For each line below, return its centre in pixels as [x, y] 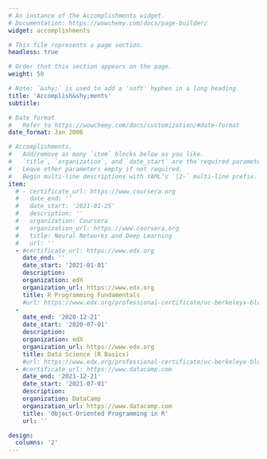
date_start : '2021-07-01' [66, 384]
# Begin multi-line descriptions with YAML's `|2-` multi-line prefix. [133, 176]
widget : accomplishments [49, 30]
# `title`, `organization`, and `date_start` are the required [118, 162]
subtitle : [25, 103]
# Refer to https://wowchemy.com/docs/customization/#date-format [124, 125]
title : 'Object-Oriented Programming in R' [96, 414]
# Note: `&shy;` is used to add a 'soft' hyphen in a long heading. [124, 88]
